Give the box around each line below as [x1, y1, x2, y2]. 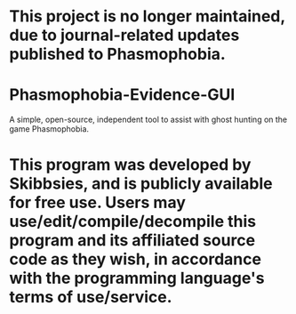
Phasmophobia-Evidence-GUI [9, 85, 236, 105]
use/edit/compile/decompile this [9, 212, 256, 232]
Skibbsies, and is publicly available [9, 173, 273, 194]
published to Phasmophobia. [9, 44, 227, 64]
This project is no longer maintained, [9, 6, 286, 27]
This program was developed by [9, 155, 252, 175]
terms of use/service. [9, 287, 172, 308]
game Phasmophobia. [9, 124, 90, 134]
